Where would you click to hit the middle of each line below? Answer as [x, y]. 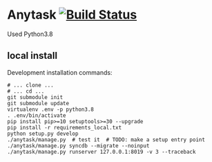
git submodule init [35, 97]
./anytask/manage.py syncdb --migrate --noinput [78, 145]
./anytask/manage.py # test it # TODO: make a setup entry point [106, 139]
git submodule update [38, 103]
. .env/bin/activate [37, 115]
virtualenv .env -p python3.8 [51, 109]
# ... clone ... [30, 85]
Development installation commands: [60, 72]
